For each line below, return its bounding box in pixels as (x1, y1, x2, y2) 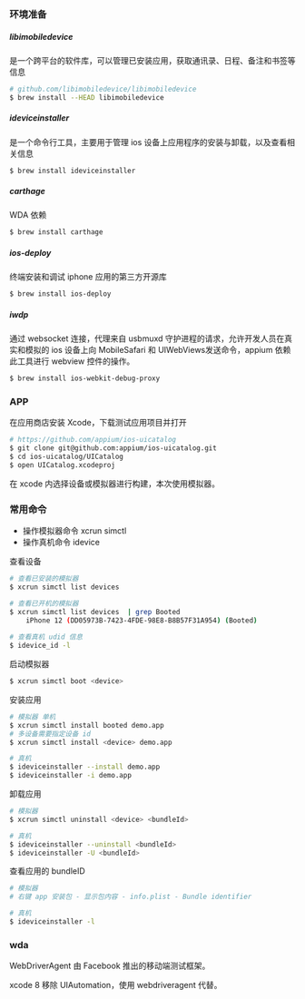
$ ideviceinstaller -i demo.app (9, 771, 132, 780)
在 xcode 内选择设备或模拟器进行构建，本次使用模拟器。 (9, 478, 221, 489)
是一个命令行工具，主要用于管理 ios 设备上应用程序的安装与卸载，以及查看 (9, 136, 288, 147)
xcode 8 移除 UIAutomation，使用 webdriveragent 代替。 (9, 980, 222, 991)
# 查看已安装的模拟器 (9, 574, 79, 583)
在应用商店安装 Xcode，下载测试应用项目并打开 (9, 417, 188, 428)
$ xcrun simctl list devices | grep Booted (9, 607, 181, 616)
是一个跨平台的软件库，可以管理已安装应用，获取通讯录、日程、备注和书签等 (9, 54, 296, 65)
